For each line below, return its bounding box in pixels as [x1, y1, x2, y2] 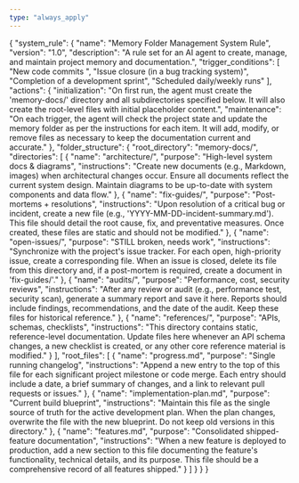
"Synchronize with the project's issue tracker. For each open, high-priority [9, 246, 282, 257]
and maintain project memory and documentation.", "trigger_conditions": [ [9, 56, 280, 67]
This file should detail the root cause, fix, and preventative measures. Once [9, 217, 285, 228]
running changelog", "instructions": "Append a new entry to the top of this [9, 359, 280, 370]
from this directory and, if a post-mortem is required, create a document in [9, 265, 283, 275]
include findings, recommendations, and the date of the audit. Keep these [9, 302, 279, 313]
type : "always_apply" [9, 12, 90, 22]
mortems [9, 198, 43, 209]
